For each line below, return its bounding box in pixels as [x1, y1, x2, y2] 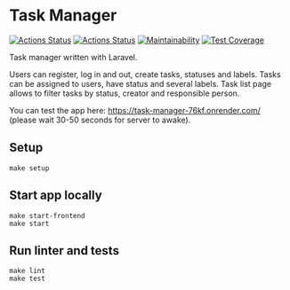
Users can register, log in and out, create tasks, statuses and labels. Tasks [9, 68, 282, 80]
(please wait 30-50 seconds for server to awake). [9, 114, 191, 125]
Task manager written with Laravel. [9, 51, 138, 62]
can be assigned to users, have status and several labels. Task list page [9, 78, 272, 89]
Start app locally [9, 188, 102, 203]
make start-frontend [9, 211, 86, 220]
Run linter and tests [9, 243, 120, 258]
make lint [9, 267, 46, 276]
